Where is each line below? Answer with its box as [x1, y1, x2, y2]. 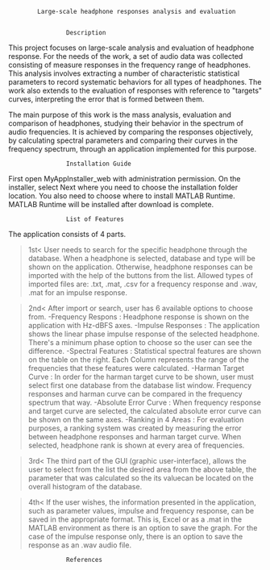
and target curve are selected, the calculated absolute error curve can [27, 406, 262, 415]
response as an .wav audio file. [27, 540, 131, 550]
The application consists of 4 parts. [8, 230, 127, 239]
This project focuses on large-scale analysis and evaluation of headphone [8, 43, 255, 52]
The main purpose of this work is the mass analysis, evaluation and [8, 110, 232, 119]
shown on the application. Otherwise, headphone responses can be [27, 262, 253, 272]
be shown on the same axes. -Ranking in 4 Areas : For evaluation [27, 415, 244, 424]
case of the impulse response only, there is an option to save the [27, 532, 243, 541]
